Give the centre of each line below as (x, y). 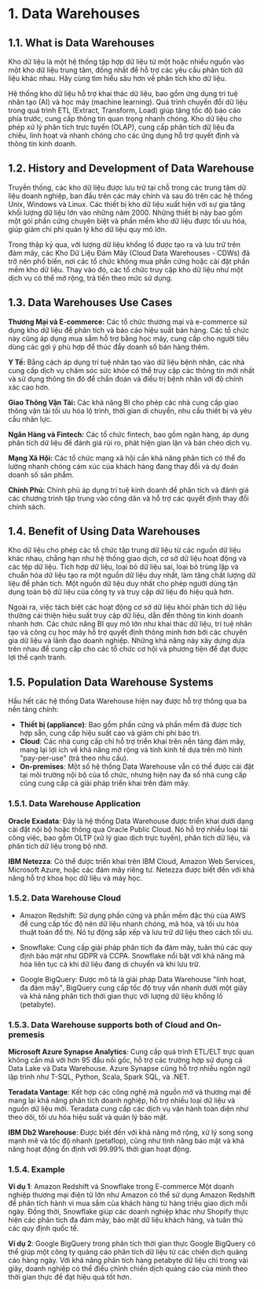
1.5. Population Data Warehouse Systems (111, 682)
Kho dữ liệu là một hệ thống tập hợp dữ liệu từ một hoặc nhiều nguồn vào (126, 61)
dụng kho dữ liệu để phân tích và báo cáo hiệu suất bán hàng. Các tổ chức (129, 330)
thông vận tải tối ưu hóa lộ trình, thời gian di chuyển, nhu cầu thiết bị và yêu (130, 411)
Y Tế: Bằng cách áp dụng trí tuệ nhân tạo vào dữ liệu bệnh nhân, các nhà (126, 362)
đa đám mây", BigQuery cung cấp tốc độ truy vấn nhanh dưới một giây (133, 988)
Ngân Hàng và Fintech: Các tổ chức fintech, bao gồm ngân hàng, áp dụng (128, 434)
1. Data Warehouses (74, 14)
